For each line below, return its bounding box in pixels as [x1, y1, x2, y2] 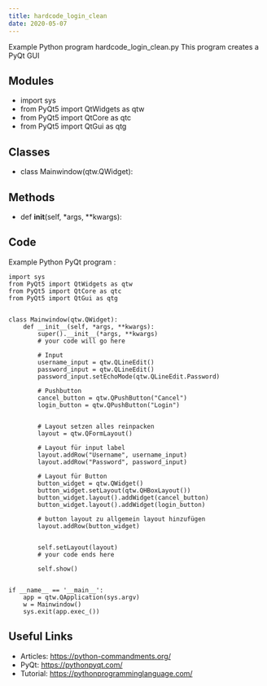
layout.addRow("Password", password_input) [37, 457, 187, 466]
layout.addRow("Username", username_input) [37, 451, 187, 459]
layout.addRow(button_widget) [37, 522, 140, 530]
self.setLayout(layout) [37, 543, 118, 552]
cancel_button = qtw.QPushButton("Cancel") [37, 394, 187, 402]
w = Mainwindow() [23, 600, 82, 609]
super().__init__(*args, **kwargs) [37, 330, 159, 338]
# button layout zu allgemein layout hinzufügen [37, 514, 206, 523]
